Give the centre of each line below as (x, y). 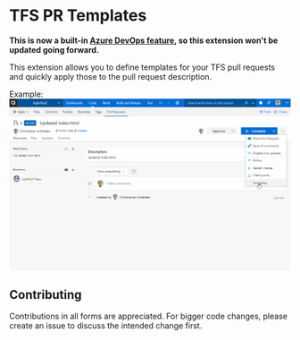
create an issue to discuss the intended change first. (106, 326)
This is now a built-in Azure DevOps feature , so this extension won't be (144, 40)
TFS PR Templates (78, 16)
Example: (26, 94)
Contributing (46, 295)
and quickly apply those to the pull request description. (111, 76)
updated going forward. (54, 49)
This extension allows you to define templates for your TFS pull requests (142, 67)
